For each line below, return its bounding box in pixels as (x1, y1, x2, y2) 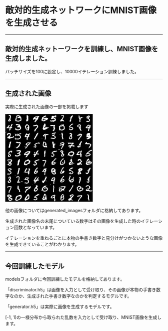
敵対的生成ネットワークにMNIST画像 (5, 5, 157, 16)
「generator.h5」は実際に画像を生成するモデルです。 (5, 304, 114, 310)
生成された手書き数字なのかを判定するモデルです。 (26, 293, 132, 299)
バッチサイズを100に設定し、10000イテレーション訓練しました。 (5, 68, 139, 74)
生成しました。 (5, 54, 51, 63)
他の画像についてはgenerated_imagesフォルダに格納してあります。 (5, 207, 143, 213)
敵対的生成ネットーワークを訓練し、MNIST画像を (5, 45, 158, 53)
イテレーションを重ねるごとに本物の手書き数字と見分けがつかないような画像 (5, 235, 163, 241)
